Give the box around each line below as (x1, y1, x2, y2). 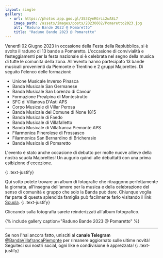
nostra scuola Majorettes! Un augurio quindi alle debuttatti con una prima (5, 155, 151, 160)
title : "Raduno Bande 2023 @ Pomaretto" (14, 30, 97, 34)
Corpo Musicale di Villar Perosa (12, 104, 75, 110)
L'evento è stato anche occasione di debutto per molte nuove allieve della (5, 150, 152, 155)
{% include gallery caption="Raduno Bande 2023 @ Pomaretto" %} (5, 218, 140, 224)
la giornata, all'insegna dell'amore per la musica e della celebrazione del (5, 184, 149, 189)
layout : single (5, 7, 36, 12)
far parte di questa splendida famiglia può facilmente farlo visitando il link (5, 194, 152, 200)
